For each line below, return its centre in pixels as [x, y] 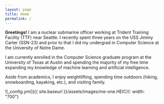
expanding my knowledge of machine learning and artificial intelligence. [77, 68]
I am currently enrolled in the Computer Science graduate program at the [78, 57]
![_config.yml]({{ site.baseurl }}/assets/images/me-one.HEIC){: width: [75, 92]
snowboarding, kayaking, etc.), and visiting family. [55, 82]
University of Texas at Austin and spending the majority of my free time [77, 62]
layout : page [18, 9]
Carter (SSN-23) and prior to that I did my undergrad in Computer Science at [82, 43]
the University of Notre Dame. [35, 48]
